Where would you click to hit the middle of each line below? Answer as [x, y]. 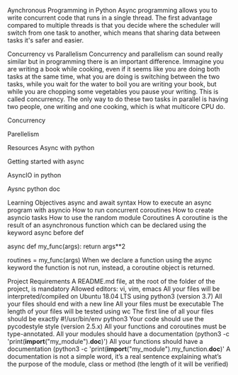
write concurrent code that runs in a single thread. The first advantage [110, 18]
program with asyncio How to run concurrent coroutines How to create [110, 210]
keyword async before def [46, 232]
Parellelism [23, 134]
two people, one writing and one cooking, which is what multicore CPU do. [116, 106]
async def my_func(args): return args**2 [67, 246]
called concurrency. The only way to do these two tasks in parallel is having [118, 99]
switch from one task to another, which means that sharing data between [114, 33]
